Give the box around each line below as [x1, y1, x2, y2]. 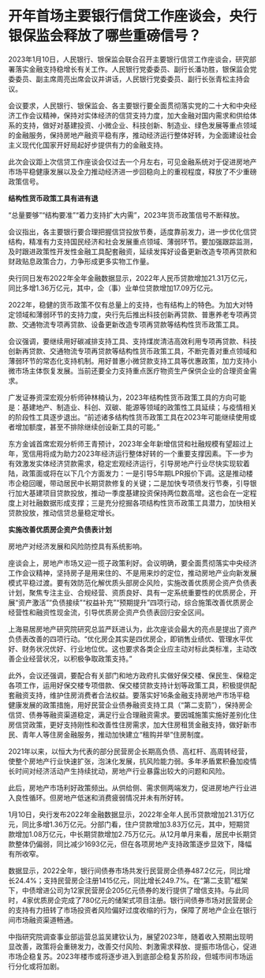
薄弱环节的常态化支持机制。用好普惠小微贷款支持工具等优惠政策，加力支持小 [8, 356, 257, 365]
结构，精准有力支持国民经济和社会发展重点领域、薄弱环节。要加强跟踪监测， [8, 237, 257, 246]
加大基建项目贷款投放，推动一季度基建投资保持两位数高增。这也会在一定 [14, 488, 250, 498]
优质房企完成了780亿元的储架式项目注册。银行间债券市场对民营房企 [33, 895, 254, 905]
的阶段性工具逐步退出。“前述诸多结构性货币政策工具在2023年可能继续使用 [8, 412, 250, 422]
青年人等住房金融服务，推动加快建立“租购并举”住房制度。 [21, 730, 208, 739]
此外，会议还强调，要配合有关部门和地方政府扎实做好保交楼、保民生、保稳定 [8, 670, 257, 680]
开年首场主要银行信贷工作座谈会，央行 [8, 7, 258, 25]
